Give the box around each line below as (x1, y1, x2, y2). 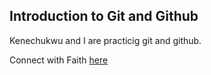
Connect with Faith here (9, 54, 109, 66)
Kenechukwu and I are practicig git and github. (9, 34, 202, 46)
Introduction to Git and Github (9, 8, 199, 25)
